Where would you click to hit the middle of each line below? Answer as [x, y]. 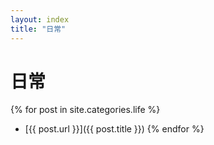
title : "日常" [38, 29]
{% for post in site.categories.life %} [85, 110]
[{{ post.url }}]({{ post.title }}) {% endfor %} [114, 129]
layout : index [40, 19]
